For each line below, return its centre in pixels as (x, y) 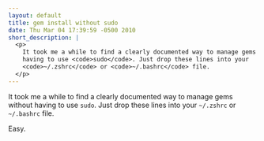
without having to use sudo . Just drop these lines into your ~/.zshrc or (122, 105)
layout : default (35, 15)
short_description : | (44, 37)
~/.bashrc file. (31, 113)
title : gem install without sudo (63, 23)
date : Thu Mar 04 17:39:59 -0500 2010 (72, 30)
